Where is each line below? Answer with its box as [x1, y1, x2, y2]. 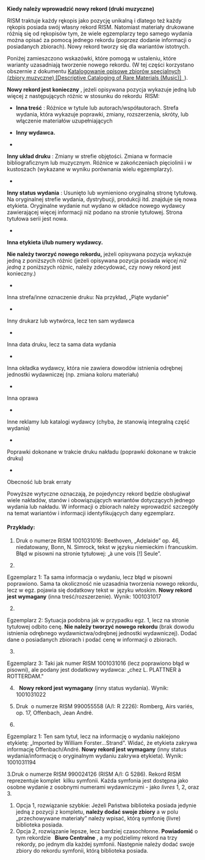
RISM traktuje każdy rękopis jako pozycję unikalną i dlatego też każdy [7, 17, 182, 24]
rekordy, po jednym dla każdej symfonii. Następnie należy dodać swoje [15, 840, 195, 848]
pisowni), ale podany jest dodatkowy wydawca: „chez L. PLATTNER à [7, 666, 182, 673]
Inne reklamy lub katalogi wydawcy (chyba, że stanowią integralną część [7, 418, 190, 425]
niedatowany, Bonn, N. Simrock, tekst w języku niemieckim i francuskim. [15, 544, 198, 551]
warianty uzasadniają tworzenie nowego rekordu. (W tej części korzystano [7, 61, 195, 68]
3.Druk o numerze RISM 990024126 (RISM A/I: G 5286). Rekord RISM [7, 770, 181, 778]
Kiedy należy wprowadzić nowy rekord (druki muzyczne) [7, 5, 154, 12]
